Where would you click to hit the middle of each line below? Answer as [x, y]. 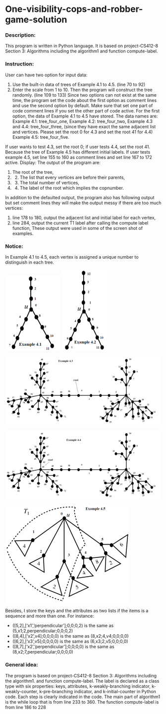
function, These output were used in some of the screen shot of [77, 228]
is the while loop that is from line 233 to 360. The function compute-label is [82, 702]
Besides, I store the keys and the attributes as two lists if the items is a [77, 611]
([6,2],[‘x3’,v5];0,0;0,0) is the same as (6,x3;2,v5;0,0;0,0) [70, 641]
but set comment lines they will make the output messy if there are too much [83, 203]
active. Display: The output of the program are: [53, 163]
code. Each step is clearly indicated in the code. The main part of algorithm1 [83, 697]
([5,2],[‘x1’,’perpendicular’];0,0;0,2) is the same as [63, 626]
